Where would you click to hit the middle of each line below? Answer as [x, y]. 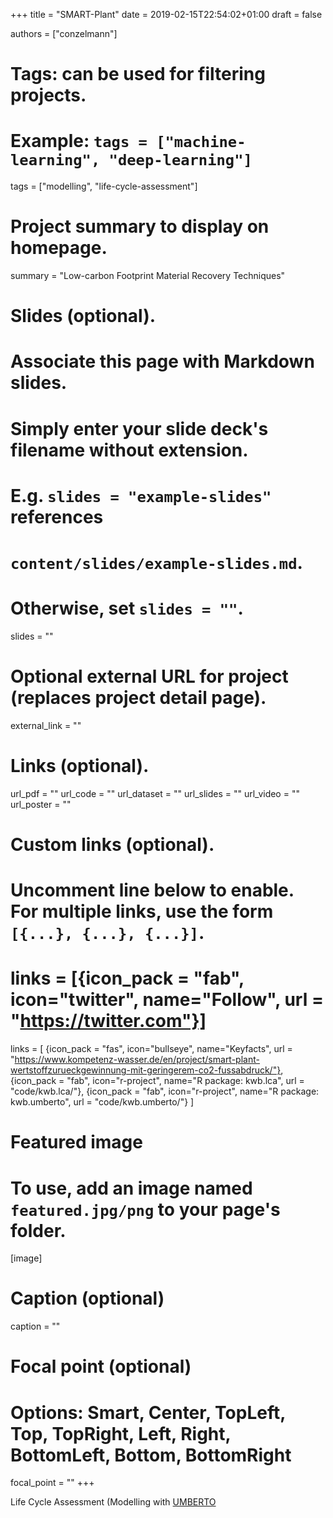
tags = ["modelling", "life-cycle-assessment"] [104, 186]
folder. [38, 1230]
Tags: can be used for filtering [138, 74]
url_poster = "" [41, 804]
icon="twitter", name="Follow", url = [167, 1000]
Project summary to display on [140, 226]
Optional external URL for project [149, 676]
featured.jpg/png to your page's [145, 1209]
